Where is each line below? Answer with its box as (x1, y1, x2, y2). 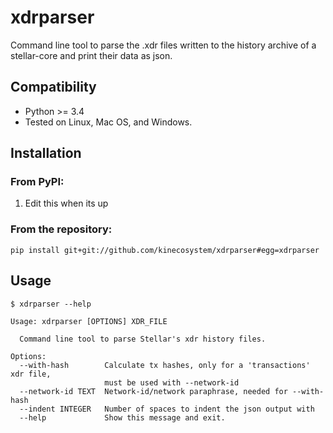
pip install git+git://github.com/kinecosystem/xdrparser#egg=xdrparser (10, 245, 320, 255)
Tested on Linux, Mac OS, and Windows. (24, 116, 193, 128)
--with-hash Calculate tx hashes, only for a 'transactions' (19, 360, 311, 370)
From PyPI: (10, 175, 65, 189)
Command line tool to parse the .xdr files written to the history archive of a (10, 39, 317, 51)
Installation (10, 145, 82, 162)
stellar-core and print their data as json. (10, 49, 173, 61)
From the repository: (10, 222, 113, 236)
